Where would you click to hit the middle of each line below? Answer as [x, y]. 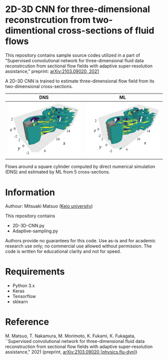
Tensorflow [24, 296]
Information [30, 192]
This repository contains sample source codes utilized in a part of [73, 55]
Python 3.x [23, 286]
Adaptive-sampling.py [35, 231]
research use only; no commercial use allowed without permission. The [78, 246]
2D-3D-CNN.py [28, 226]
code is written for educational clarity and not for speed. [63, 251]
